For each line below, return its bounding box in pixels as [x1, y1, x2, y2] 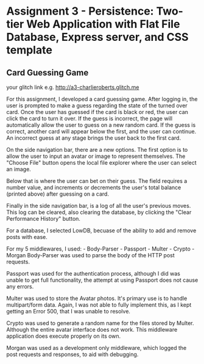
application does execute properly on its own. [6, 332, 121, 340]
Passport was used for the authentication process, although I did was [6, 270, 181, 277]
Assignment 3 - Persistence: [6, 4, 154, 18]
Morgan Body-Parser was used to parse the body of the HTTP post [6, 252, 175, 259]
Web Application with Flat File [26, 17, 180, 31]
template [6, 43, 53, 57]
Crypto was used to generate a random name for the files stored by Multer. [6, 319, 194, 327]
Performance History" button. [6, 215, 81, 222]
